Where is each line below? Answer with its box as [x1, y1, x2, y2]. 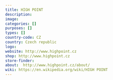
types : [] [5, 30, 26, 35]
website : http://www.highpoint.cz [5, 49, 77, 54]
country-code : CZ [5, 35, 41, 40]
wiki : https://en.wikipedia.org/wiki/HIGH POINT [5, 68, 108, 73]
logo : [5, 44, 16, 49]
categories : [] [5, 21, 37, 26]
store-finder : [5, 58, 35, 63]
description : [5, 12, 32, 17]
